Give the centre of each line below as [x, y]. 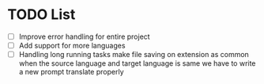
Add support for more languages [72, 46]
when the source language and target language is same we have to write [137, 63]
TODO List [41, 15]
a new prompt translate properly [71, 72]
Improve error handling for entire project [85, 36]
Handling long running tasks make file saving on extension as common [134, 55]
